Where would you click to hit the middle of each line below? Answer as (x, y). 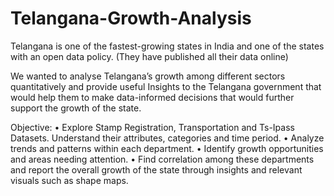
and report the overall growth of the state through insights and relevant (156, 169)
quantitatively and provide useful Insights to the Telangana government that (166, 86)
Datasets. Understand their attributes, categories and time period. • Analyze (167, 138)
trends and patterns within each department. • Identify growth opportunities (167, 148)
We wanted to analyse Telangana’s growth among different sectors (148, 76)
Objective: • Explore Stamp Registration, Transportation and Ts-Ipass (152, 127)
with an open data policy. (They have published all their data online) (149, 56)
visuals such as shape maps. (69, 180)
